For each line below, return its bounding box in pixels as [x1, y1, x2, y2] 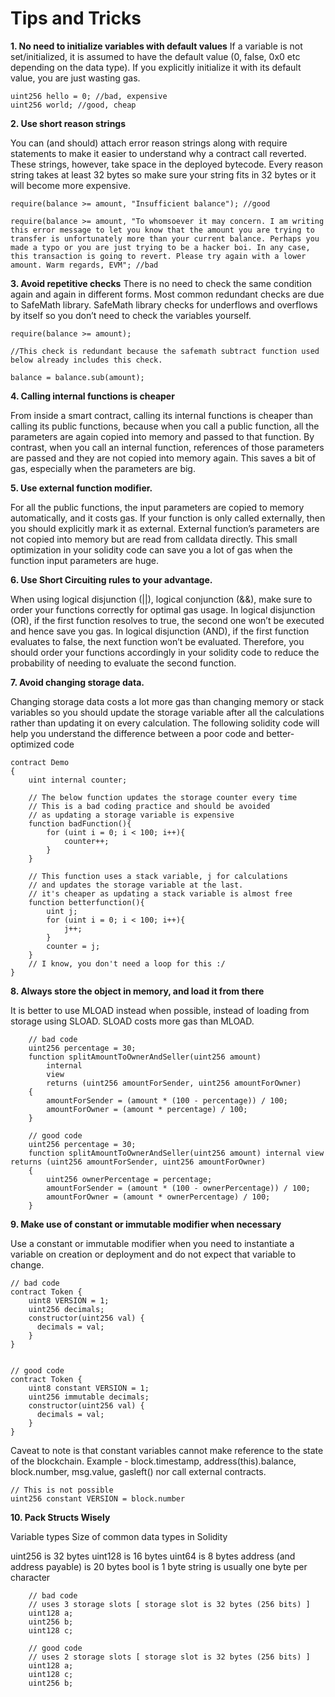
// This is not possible [10, 1485, 114, 1495]
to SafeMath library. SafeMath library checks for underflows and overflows [10, 298, 318, 311]
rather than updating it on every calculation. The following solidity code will [10, 717, 320, 729]
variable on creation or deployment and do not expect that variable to [10, 1248, 297, 1260]
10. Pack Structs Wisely [10, 1511, 111, 1523]
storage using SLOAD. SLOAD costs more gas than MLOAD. [10, 1015, 255, 1027]
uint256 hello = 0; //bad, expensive [10, 91, 168, 101]
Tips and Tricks [10, 7, 142, 30]
